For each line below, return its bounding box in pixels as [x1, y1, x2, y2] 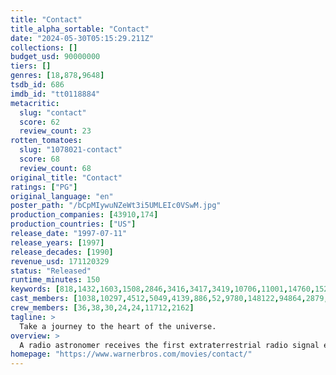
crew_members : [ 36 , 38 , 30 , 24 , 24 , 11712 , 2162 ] [10, 303, 195, 313]
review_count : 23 [19, 126, 92, 136]
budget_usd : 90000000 [10, 52, 101, 62]
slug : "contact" [19, 107, 87, 118]
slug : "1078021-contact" [19, 145, 123, 155]
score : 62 [19, 117, 60, 127]
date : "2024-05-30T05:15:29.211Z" [10, 33, 155, 43]
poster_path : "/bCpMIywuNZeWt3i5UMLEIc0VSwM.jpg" [10, 201, 222, 211]
